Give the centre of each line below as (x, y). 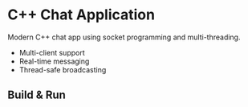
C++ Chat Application (81, 15)
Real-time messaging (54, 61)
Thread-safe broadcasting (63, 69)
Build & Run (37, 95)
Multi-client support (52, 52)
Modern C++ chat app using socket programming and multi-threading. (124, 37)
